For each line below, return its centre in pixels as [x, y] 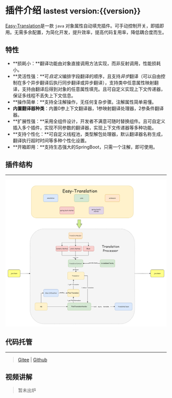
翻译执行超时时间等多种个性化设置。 [51, 140]
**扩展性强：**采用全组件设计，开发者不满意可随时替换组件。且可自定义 [89, 121]
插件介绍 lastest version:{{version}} [73, 11]
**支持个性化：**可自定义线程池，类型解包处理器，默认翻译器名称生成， [89, 134]
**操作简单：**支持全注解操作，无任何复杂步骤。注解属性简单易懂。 [84, 102]
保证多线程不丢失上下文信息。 [44, 95]
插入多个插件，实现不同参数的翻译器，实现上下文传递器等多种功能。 [84, 128]
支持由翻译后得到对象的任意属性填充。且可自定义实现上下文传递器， [93, 89]
